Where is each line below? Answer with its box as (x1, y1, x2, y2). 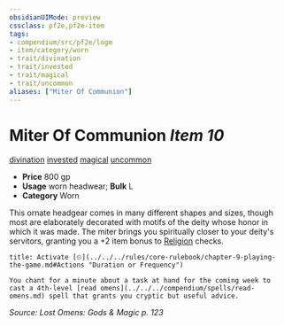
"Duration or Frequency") (88, 260, 184, 270)
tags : (9, 29, 29, 38)
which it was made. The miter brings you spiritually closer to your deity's (9, 227, 274, 237)
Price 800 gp (21, 172, 71, 182)
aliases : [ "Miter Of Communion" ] (9, 87, 133, 96)
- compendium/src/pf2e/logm (9, 37, 113, 47)
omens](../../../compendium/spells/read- (100, 284, 255, 293)
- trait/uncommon (9, 79, 73, 88)
